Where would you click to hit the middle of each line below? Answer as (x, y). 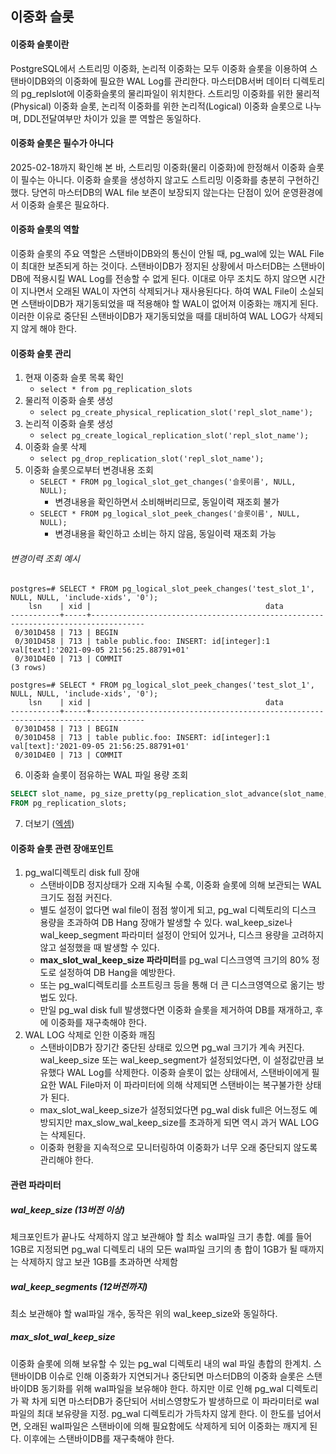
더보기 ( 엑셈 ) (49, 824)
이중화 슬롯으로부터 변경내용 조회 (89, 470)
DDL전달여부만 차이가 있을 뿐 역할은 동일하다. (112, 118)
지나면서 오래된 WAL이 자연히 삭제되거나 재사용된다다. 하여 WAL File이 (159, 291)
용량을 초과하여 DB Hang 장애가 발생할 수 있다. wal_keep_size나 (166, 923)
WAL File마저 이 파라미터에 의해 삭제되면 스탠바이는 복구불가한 (180, 1085)
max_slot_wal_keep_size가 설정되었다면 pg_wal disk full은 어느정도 (173, 1110)
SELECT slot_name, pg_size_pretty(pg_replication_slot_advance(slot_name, (169, 794)
